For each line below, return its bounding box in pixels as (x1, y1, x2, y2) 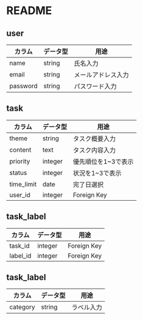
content (9, 145, 32, 154)
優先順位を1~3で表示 (72, 157, 134, 166)
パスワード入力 (74, 82, 117, 91)
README (6, 4, 52, 18)
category (9, 303, 35, 311)
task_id (9, 241, 30, 250)
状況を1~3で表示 (72, 169, 122, 177)
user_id (9, 190, 30, 199)
